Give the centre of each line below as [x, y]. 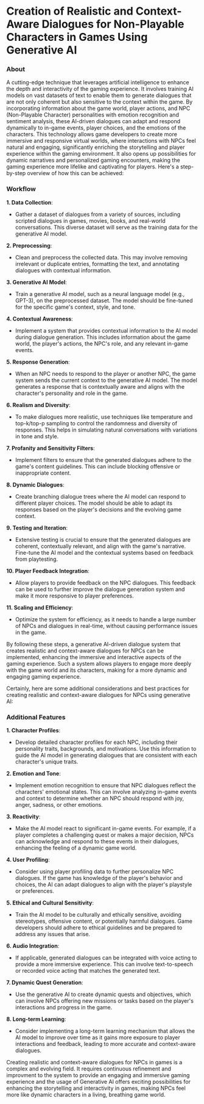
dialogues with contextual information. [63, 270]
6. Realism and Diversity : [38, 405]
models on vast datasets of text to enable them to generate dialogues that [99, 95]
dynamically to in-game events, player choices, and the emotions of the [96, 128]
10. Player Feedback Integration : [48, 571]
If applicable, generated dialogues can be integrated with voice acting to [106, 958]
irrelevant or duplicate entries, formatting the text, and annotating [97, 264]
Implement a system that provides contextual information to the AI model [106, 330]
